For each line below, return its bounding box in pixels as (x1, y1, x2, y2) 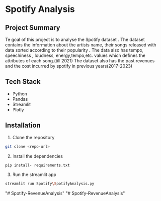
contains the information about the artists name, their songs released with (5, 42, 157, 48)
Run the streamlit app (12, 172, 56, 178)
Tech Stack (5, 77, 41, 86)
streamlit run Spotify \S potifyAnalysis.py (5, 181, 94, 187)
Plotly (12, 106, 24, 113)
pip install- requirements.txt (5, 163, 70, 168)
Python (12, 91, 27, 97)
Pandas (12, 96, 28, 102)
